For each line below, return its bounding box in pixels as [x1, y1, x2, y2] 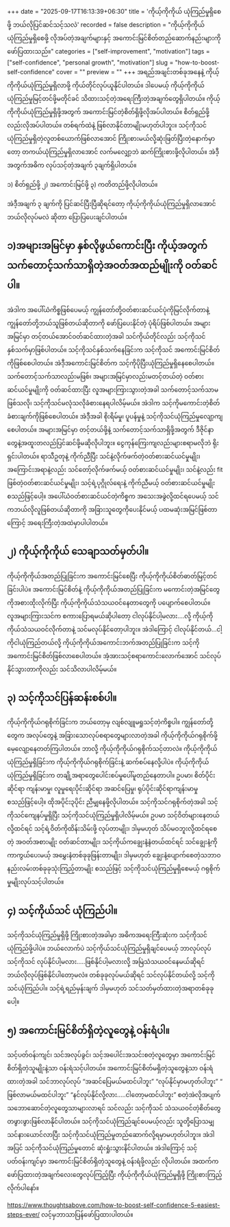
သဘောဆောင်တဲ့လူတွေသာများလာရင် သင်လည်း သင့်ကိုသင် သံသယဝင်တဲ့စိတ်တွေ [7, 1104, 221, 1112]
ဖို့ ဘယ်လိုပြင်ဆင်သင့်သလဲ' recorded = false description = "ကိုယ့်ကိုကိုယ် [7, 21, 205, 29]
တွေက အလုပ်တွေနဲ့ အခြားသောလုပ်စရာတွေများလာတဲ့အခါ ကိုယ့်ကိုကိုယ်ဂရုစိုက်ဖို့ [7, 731, 218, 740]
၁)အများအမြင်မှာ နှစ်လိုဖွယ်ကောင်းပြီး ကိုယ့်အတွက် [7, 240, 207, 252]
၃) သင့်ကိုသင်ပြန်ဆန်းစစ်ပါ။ [7, 693, 117, 704]
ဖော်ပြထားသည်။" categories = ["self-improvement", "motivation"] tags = [7, 47, 210, 55]
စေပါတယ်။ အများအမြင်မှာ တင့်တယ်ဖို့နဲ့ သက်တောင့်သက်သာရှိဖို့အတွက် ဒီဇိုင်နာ [7, 425, 214, 434]
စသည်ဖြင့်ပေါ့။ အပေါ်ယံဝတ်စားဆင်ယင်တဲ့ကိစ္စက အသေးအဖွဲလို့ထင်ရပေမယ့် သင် [7, 492, 219, 500]
